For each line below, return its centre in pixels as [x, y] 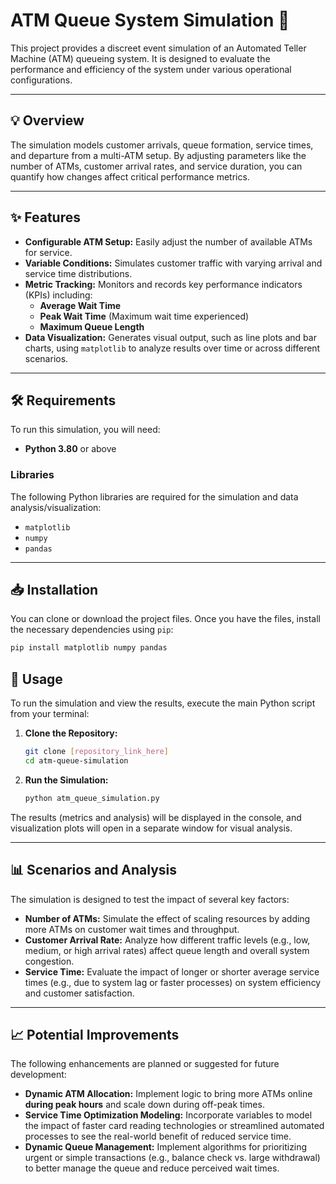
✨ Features [45, 217]
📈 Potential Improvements [95, 1035]
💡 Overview [47, 120]
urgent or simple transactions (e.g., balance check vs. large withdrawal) [172, 1158]
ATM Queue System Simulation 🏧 [150, 20]
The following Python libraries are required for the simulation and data [154, 496]
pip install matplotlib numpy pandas [89, 648]
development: [38, 1075]
